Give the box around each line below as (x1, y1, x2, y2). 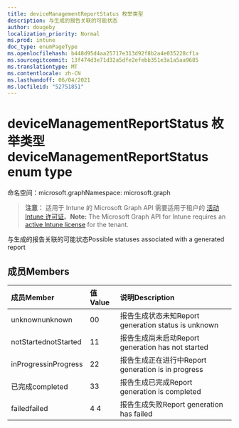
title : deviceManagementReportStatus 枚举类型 (7, 10, 144, 18)
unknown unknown (11, 315, 73, 324)
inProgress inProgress (11, 359, 83, 369)
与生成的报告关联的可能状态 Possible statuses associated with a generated (7, 235, 225, 243)
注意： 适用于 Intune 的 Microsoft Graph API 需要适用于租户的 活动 (24, 204, 219, 212)
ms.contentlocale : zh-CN (7, 70, 81, 77)
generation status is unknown (119, 320, 219, 330)
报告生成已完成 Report (119, 378, 193, 387)
